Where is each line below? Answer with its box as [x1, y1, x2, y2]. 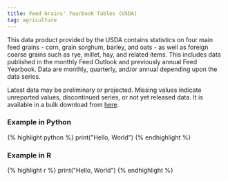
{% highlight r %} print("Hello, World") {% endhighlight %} [7, 166, 174, 175]
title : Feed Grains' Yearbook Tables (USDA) [7, 10, 137, 17]
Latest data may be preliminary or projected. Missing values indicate [7, 86, 202, 94]
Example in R [7, 150, 52, 160]
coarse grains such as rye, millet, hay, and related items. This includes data [7, 50, 221, 59]
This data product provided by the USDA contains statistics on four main [7, 35, 213, 44]
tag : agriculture [7, 17, 57, 23]
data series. [7, 72, 41, 80]
